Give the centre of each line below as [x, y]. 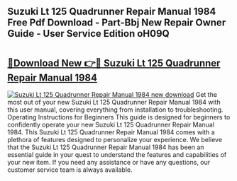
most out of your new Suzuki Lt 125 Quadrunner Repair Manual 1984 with [114, 102]
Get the [206, 94]
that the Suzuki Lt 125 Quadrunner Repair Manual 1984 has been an [106, 147]
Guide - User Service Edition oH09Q [89, 34]
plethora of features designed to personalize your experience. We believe [115, 140]
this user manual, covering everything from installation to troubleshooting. [115, 110]
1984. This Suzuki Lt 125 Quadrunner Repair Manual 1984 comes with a [111, 132]
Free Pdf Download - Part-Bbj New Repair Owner [117, 23]
